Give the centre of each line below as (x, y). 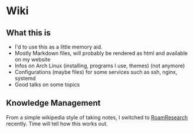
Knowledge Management (54, 103)
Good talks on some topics (47, 85)
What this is (29, 33)
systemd (25, 78)
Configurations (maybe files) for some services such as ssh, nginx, (96, 72)
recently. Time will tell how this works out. (57, 124)
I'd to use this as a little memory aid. (58, 47)
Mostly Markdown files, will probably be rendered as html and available (101, 53)
